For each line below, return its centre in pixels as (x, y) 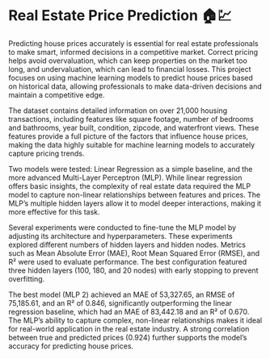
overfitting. (27, 278)
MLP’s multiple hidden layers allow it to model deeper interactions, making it (135, 203)
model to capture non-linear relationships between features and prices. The (135, 194)
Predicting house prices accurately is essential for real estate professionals (133, 43)
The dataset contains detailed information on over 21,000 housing (118, 111)
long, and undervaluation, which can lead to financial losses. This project (130, 69)
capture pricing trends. (46, 153)
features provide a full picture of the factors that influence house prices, (129, 136)
